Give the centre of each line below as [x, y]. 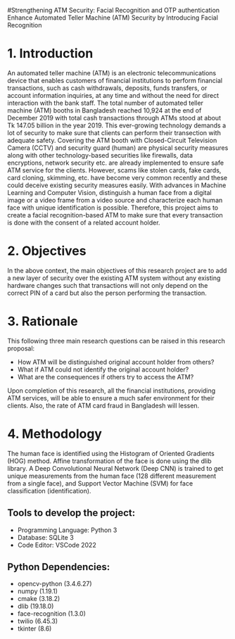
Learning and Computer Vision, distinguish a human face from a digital [110, 192]
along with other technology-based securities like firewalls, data [100, 155]
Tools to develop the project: [71, 513]
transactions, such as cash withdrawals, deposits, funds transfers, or [107, 88]
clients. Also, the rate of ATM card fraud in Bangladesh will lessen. [103, 405]
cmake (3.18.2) [39, 599]
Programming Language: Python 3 [67, 530]
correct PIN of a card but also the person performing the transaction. [107, 293]
